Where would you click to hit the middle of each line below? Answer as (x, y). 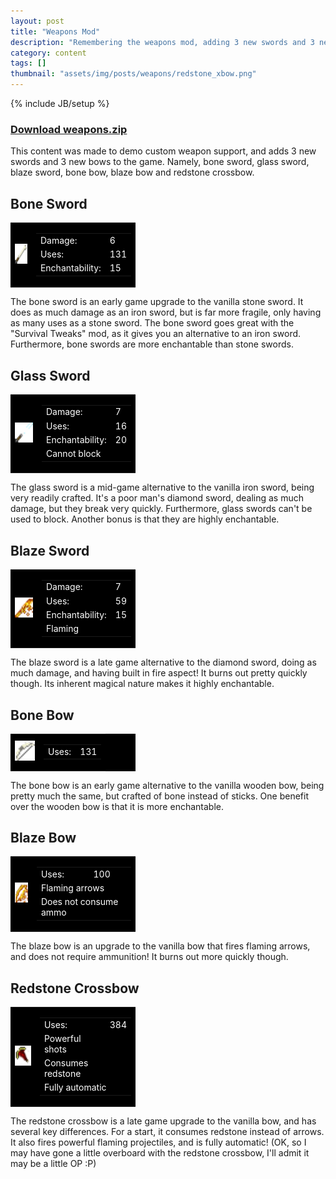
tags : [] (28, 63)
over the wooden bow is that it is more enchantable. (117, 806)
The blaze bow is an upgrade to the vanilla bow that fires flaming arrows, (160, 946)
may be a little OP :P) (53, 1164)
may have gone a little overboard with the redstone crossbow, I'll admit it (160, 1153)
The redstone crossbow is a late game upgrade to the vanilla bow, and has (163, 1121)
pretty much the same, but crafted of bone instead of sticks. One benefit (160, 796)
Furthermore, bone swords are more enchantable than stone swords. (152, 344)
